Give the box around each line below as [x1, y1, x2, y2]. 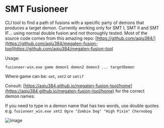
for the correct [115, 88, 145, 94]
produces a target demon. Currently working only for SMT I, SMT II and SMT [5, 25, 159, 30]
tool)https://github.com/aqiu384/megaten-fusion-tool [5, 46, 114, 51]
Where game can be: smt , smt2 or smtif [5, 73, 84, 79]
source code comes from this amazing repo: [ [5, 35, 97, 41]
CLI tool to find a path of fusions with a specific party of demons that [5, 20, 144, 26]
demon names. [5, 93, 35, 99]
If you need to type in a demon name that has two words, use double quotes [5, 102, 159, 108]
